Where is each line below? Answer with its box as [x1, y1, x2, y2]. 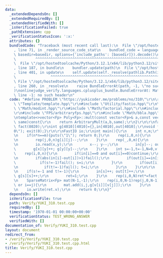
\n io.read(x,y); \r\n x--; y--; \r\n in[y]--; [14, 142, 153, 147]
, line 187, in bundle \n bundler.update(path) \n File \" [14, 66, 140, 71]
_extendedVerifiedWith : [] [9, 20, 64, 26]
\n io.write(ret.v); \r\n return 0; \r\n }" [14, 187, 112, 192]
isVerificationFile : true [9, 196, 62, 201]
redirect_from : [5, 232, 36, 237]
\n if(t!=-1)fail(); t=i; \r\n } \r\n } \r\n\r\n [14, 165, 155, 169]
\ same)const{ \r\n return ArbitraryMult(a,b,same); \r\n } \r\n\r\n [14, 120, 155, 124]
